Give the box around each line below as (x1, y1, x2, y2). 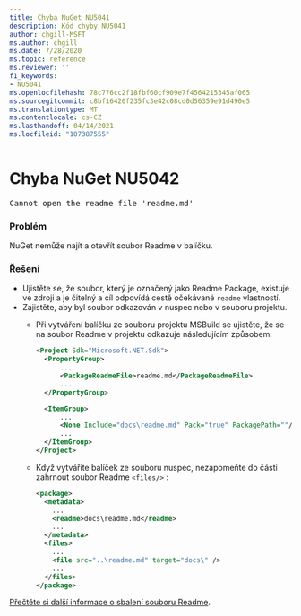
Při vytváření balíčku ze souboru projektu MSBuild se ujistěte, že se (35, 319, 285, 330)
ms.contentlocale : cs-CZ (9, 113, 102, 122)
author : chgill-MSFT (9, 30, 87, 39)
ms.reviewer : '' (9, 64, 70, 73)
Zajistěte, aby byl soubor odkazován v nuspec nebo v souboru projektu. (21, 302, 288, 313)
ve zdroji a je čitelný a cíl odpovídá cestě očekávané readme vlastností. (21, 292, 281, 303)
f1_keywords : (9, 72, 58, 81)
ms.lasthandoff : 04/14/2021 (9, 122, 115, 131)
